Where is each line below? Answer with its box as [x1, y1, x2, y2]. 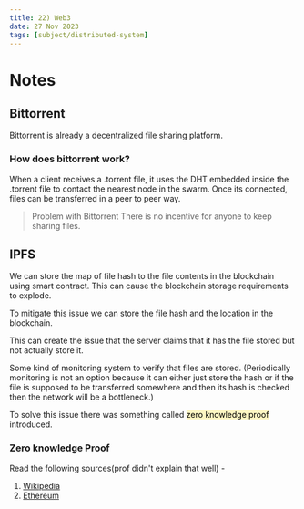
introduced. [9, 419, 53, 430]
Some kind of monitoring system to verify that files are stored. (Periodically [9, 362, 291, 374]
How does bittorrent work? [9, 152, 130, 165]
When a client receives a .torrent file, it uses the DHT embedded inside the [9, 173, 289, 184]
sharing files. [31, 220, 81, 231]
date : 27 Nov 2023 [9, 22, 79, 31]
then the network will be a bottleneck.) [9, 391, 155, 402]
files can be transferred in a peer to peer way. [9, 192, 181, 203]
